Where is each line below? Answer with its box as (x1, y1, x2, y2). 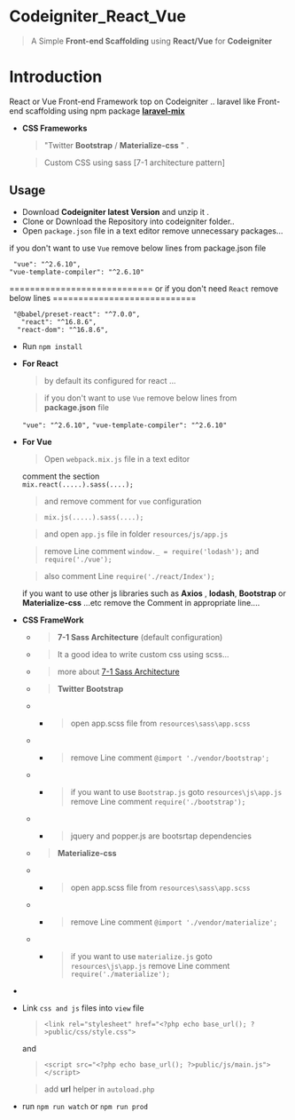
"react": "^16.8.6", (20, 317, 97, 326)
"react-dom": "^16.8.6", (17, 325, 109, 334)
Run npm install (21, 340, 83, 352)
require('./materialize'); (70, 970, 171, 979)
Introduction (9, 67, 103, 87)
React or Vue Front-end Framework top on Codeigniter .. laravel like (9, 96, 256, 107)
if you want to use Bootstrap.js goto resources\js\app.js (70, 786, 283, 797)
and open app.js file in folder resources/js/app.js (43, 528, 229, 539)
